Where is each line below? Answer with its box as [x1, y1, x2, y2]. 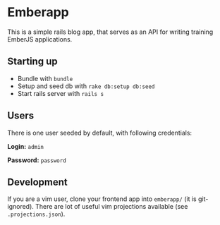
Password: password [7, 156, 67, 164]
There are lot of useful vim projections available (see [35, 202, 188, 211]
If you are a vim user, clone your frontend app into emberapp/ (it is [7, 195, 197, 203]
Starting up [7, 56, 58, 68]
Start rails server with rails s [17, 89, 104, 97]
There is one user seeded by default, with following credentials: [7, 128, 192, 137]
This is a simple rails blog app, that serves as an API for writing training [7, 28, 214, 36]
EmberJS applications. [7, 35, 73, 43]
